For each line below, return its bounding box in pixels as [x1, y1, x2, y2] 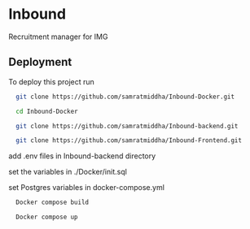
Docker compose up [15, 213, 79, 222]
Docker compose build [15, 198, 90, 207]
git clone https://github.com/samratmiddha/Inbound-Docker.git [15, 93, 235, 101]
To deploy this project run [8, 76, 95, 86]
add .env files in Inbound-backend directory [8, 151, 156, 161]
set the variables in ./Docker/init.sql [8, 167, 128, 177]
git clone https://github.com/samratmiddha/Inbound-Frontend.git [15, 136, 243, 145]
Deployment [8, 55, 72, 69]
